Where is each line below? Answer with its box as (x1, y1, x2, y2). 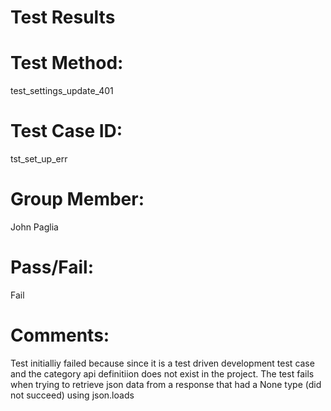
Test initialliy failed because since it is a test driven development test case (10, 357, 315, 369)
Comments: (10, 324, 110, 347)
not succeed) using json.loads (10, 389, 135, 401)
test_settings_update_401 (10, 85, 114, 97)
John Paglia (10, 221, 59, 233)
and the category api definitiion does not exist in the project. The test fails (10, 367, 315, 380)
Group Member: (10, 188, 145, 211)
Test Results (10, 6, 116, 29)
